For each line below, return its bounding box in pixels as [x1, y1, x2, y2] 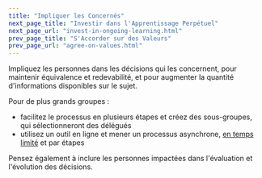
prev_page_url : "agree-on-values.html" [8, 42, 143, 50]
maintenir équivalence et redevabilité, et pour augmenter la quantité [8, 72, 235, 82]
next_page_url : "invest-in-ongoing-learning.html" [8, 27, 183, 35]
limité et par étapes [19, 138, 85, 147]
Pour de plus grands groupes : [8, 97, 110, 106]
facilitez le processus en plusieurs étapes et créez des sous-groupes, [19, 112, 252, 122]
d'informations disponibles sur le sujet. [8, 81, 137, 91]
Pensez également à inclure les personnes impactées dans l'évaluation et [8, 154, 253, 164]
